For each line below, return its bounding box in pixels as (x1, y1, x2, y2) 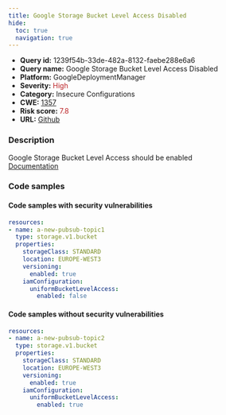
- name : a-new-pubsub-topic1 (8, 226, 105, 234)
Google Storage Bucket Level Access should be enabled (8, 153, 193, 162)
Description (8, 134, 55, 145)
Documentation (8, 161, 59, 171)
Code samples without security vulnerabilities (8, 309, 165, 319)
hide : (8, 19, 26, 27)
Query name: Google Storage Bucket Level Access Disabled (19, 64, 219, 74)
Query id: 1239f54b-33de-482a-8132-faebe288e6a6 (19, 56, 196, 65)
